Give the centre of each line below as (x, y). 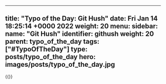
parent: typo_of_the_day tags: (52, 42)
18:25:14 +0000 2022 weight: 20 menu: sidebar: (82, 26)
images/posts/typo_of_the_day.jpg (60, 65)
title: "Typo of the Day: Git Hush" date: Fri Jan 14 (82, 18)
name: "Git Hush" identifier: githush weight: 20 (80, 34)
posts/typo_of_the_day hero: (50, 57)
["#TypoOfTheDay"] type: (46, 49)
